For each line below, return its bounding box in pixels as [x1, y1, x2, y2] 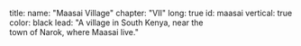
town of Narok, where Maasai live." [9, 27, 140, 37]
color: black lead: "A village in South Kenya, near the [9, 17, 204, 28]
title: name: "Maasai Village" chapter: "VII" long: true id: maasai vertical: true [9, 8, 293, 18]
